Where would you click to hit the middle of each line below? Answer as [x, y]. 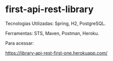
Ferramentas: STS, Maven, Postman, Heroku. [52, 33]
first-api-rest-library [49, 9]
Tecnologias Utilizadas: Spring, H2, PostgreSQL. [55, 23]
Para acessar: [20, 43]
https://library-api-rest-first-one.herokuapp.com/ [56, 53]
